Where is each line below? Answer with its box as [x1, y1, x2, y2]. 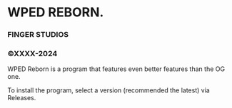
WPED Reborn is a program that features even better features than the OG [7, 65, 226, 73]
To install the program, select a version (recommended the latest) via [7, 86, 211, 94]
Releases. [7, 94, 36, 102]
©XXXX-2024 [7, 49, 58, 59]
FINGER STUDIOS [7, 30, 69, 40]
